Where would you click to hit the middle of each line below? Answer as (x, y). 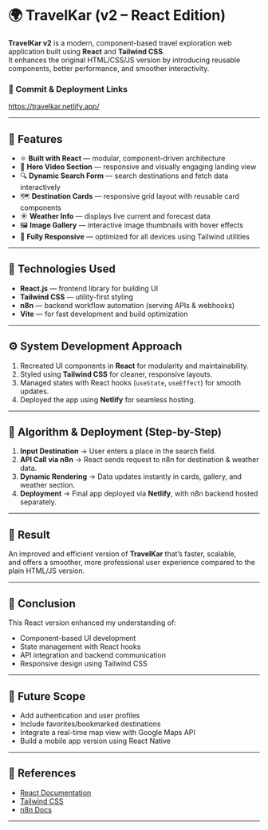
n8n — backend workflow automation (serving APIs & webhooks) (127, 305)
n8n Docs (35, 809)
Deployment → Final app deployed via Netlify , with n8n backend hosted (139, 494)
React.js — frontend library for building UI (89, 288)
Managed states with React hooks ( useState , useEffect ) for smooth (130, 382)
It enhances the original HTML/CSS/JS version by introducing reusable (124, 60)
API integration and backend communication (93, 655)
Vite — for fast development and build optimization (104, 314)
